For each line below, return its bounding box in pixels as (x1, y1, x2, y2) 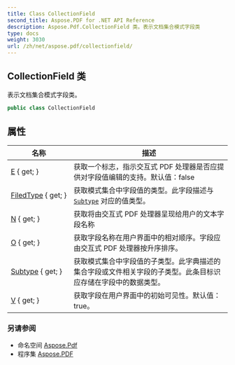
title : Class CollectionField (7, 10, 96, 18)
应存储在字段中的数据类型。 (73, 277, 165, 287)
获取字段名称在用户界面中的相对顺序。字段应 (73, 233, 221, 242)
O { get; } (10, 237, 41, 247)
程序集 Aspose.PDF (17, 350, 73, 358)
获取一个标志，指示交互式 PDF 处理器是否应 (73, 162, 218, 172)
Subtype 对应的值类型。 (73, 195, 150, 205)
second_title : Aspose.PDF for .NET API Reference (7, 17, 155, 24)
